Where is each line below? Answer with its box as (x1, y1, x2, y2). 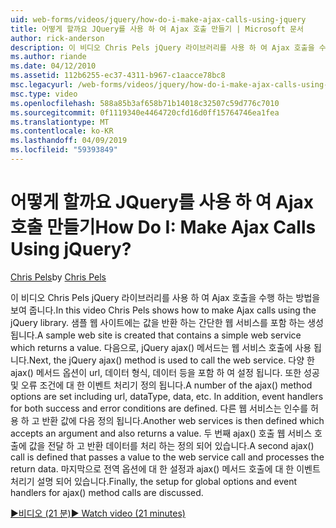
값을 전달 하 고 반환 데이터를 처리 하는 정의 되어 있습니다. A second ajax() (28, 439, 315, 451)
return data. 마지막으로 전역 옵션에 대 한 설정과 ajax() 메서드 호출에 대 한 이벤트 (10, 462, 321, 475)
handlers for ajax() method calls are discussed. (10, 486, 204, 498)
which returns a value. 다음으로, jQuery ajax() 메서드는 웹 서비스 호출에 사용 (10, 341, 312, 353)
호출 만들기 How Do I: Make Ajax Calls (10, 216, 317, 239)
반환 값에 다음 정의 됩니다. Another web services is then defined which (41, 414, 325, 426)
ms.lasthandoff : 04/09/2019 (10, 136, 128, 146)
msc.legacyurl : (10, 80, 74, 90)
